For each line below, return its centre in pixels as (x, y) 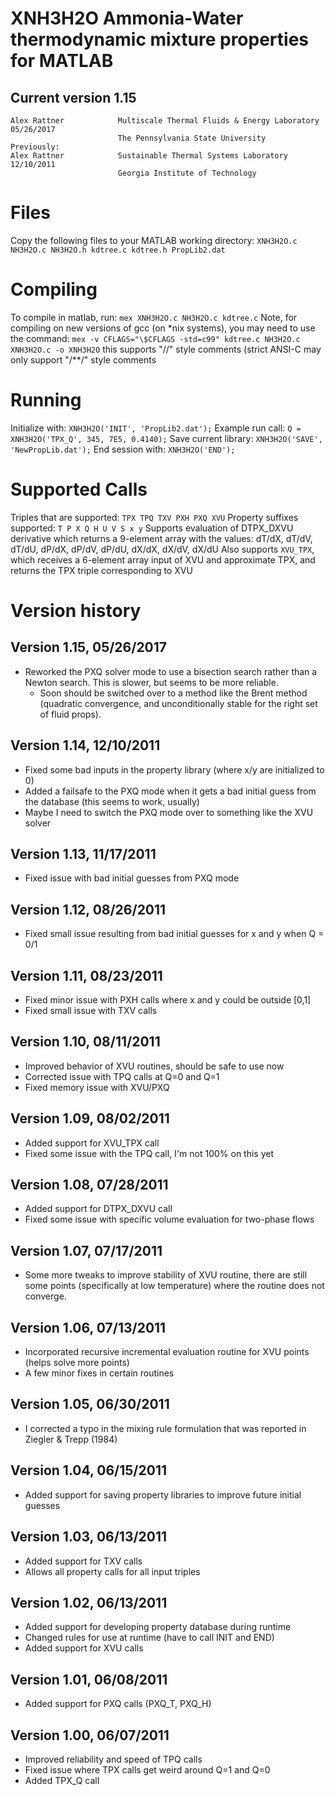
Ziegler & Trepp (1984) (71, 1439)
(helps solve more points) (77, 1363)
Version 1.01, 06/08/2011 (89, 1679)
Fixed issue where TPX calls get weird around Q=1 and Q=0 (147, 1769)
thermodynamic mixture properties (160, 39)
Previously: (35, 147)
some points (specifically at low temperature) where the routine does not (174, 1286)
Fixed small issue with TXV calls (91, 1010)
